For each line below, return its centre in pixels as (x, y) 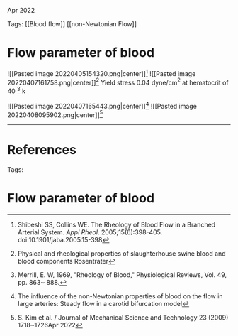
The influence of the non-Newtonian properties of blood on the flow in (120, 296)
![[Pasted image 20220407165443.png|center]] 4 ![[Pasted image (102, 105)
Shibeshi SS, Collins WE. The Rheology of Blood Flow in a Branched (117, 225)
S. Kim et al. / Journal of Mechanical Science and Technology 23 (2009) (123, 318)
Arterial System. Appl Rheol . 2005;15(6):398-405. (90, 232)
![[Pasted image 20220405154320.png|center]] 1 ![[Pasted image (102, 72)
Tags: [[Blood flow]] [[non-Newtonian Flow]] (72, 24)
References (42, 150)
